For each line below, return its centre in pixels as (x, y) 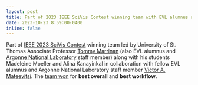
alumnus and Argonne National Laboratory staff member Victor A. (86, 70)
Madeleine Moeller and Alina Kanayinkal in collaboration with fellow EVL (93, 64)
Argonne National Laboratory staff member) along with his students (88, 57)
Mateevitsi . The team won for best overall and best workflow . (82, 76)
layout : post (22, 12)
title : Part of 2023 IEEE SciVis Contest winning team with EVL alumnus (97, 17)
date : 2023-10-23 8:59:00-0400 (44, 22)
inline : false (24, 28)
